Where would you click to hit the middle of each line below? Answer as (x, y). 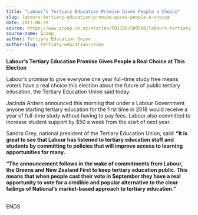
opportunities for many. (36, 152)
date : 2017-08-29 (27, 22)
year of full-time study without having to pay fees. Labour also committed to (98, 115)
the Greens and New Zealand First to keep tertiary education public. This (97, 170)
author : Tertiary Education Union (49, 39)
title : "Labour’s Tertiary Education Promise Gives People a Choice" (93, 12)
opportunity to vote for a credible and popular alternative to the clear (92, 182)
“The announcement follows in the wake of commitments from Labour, (95, 164)
